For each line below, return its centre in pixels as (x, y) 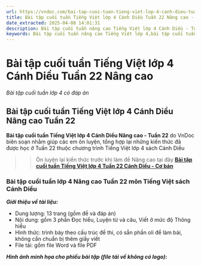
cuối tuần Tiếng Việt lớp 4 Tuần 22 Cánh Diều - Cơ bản (104, 166)
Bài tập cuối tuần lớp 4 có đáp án (48, 93)
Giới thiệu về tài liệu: (32, 202)
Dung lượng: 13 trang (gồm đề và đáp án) (66, 213)
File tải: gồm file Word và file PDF (56, 245)
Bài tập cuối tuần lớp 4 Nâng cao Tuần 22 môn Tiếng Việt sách (98, 181)
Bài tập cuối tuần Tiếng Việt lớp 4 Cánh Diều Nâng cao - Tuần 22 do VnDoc (100, 135)
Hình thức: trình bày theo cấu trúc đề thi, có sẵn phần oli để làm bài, (98, 233)
